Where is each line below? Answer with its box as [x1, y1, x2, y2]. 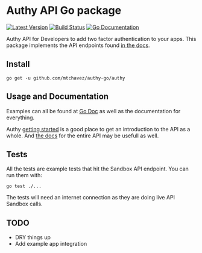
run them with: [6, 172, 42, 179]
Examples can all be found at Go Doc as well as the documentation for [6, 107, 181, 114]
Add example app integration [14, 240, 87, 248]
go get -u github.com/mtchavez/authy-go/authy [6, 75, 125, 81]
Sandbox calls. [6, 200, 43, 208]
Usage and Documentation [6, 92, 109, 102]
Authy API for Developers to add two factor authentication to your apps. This [6, 35, 197, 42]
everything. [6, 114, 35, 121]
